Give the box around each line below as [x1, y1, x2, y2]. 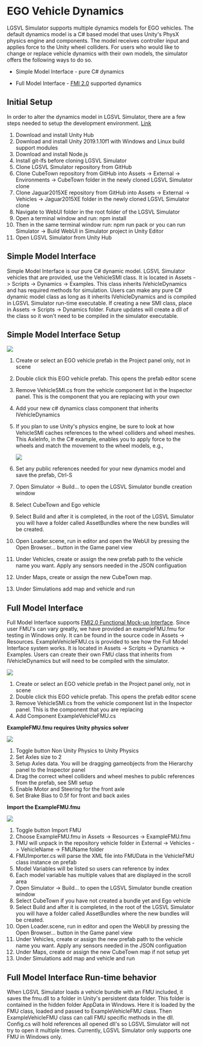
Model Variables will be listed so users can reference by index [15, 865, 170, 872]
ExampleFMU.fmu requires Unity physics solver [7, 724, 129, 731]
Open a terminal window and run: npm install [15, 214, 127, 221]
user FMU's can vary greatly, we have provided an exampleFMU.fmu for [7, 626, 186, 633]
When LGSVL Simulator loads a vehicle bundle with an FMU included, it [7, 988, 183, 995]
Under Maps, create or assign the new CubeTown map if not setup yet [15, 948, 190, 956]
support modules [15, 144, 58, 151]
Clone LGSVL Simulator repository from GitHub [15, 163, 132, 170]
